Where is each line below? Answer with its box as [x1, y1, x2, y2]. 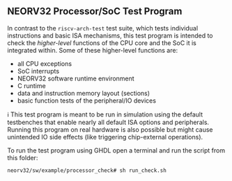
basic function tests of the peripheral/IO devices [17, 96, 157, 105]
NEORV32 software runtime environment [17, 74, 134, 83]
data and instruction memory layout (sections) [17, 89, 150, 97]
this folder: [7, 153, 38, 162]
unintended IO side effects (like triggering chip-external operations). [7, 132, 203, 141]
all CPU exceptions [17, 59, 72, 68]
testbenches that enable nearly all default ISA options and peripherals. [7, 118, 210, 126]
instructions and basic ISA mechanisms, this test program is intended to [7, 31, 214, 40]
